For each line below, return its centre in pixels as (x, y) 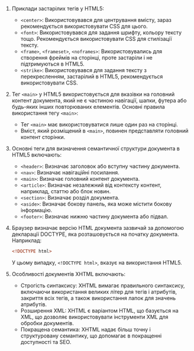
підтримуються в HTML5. (52, 64)
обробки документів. (47, 323)
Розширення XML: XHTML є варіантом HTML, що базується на (99, 310)
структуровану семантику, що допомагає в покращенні (91, 336)
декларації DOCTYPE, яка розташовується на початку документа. (95, 234)
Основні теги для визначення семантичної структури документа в (96, 148)
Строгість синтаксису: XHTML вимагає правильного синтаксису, (103, 285)
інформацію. (36, 210)
